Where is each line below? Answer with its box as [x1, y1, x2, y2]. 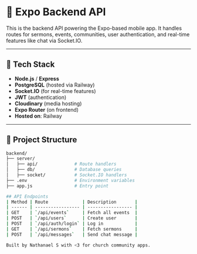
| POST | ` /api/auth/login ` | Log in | [6, 221, 138, 227]
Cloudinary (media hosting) [14, 99, 82, 107]
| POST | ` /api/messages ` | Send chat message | [6, 231, 138, 238]
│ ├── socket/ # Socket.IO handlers [6, 172, 127, 178]
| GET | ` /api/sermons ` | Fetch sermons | [6, 226, 138, 232]
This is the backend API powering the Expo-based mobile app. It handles [6, 25, 182, 32]
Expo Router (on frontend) [14, 106, 79, 113]
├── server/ [6, 156, 35, 162]
